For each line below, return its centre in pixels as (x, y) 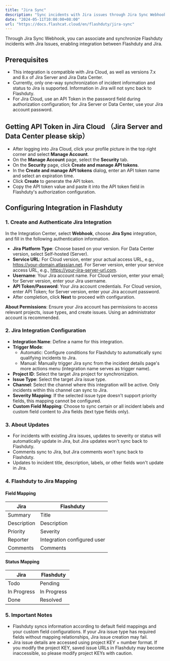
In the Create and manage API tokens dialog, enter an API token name (86, 170)
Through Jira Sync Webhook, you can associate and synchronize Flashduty (84, 38)
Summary (19, 515)
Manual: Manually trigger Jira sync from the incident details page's (90, 363)
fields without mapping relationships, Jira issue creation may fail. (80, 637)
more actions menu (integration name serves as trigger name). (85, 368)
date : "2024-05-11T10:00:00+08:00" (43, 19)
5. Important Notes (29, 615)
